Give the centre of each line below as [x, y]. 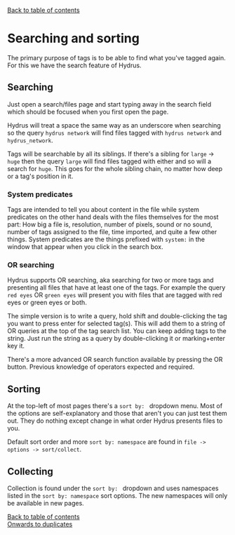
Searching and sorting [74, 39]
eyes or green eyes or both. [47, 303]
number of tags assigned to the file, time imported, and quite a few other [112, 232]
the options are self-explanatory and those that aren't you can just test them [117, 414]
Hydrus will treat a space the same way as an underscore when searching [114, 125]
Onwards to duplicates [40, 524]
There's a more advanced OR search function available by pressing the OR [115, 360]
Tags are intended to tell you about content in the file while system [103, 210]
